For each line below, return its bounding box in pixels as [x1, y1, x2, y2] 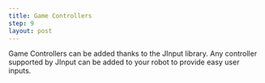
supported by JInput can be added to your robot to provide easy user [8, 57, 240, 67]
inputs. [8, 66, 32, 76]
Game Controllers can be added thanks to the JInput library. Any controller [8, 49, 258, 59]
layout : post [8, 27, 53, 35]
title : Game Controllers [8, 11, 92, 20]
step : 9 [8, 19, 35, 27]
